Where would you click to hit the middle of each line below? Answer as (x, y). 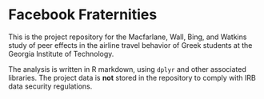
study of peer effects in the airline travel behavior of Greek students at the (130, 45)
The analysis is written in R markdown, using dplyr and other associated (127, 69)
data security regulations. (50, 86)
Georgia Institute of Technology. (61, 53)
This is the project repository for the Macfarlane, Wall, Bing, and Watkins (128, 37)
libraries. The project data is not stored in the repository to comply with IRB (132, 77)
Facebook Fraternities (83, 15)
